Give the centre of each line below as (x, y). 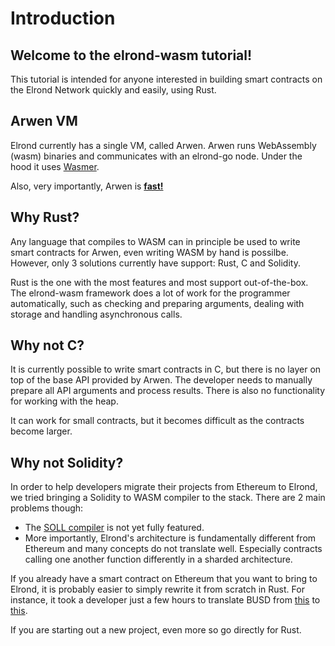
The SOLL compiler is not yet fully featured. (114, 528)
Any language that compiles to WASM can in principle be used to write (155, 241)
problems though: (47, 508)
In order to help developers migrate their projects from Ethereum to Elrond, (164, 487)
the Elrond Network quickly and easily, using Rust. (113, 90)
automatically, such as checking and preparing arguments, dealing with (157, 303)
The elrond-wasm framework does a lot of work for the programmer (150, 293)
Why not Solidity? (67, 462)
